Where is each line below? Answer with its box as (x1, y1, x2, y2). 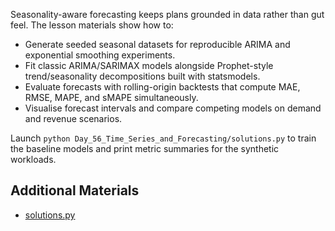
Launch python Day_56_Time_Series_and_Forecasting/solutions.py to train (10, 132, 317, 144)
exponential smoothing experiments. (24, 49, 176, 61)
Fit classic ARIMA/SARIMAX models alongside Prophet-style (24, 60, 274, 71)
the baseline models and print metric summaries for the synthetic (10, 143, 280, 154)
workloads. (10, 154, 57, 165)
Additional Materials (10, 182, 140, 199)
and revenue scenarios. (24, 113, 123, 124)
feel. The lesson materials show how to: (10, 19, 174, 31)
